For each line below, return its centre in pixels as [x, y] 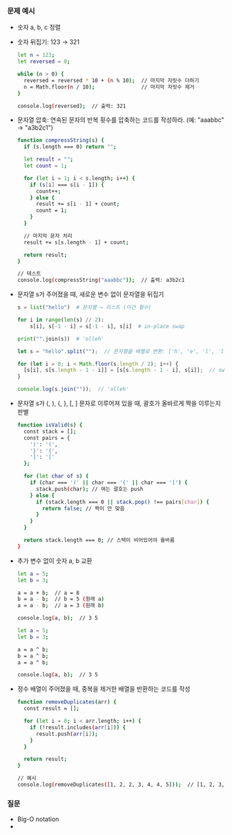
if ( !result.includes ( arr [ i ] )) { [78, 727]
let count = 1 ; [46, 166]
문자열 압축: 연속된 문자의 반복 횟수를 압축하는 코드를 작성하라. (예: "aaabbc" [120, 120]
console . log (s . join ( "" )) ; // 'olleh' [73, 389]
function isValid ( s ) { [50, 425]
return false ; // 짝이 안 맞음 [84, 508]
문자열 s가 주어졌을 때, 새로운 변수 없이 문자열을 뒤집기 [90, 294]
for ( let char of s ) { [56, 476]
